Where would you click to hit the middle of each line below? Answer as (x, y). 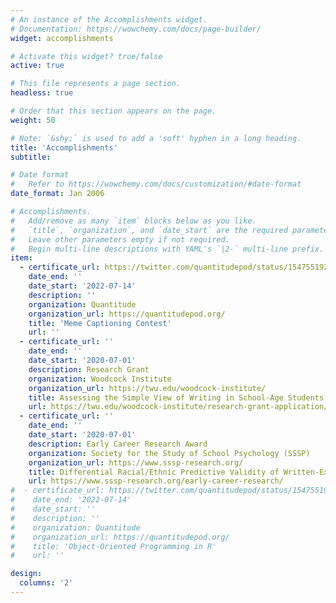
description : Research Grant (89, 369)
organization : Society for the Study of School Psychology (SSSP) (169, 453)
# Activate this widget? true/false (86, 56)
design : (26, 574)
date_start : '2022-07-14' (82, 286)
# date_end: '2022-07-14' (71, 500)
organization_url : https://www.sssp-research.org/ (136, 462)
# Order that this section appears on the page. (113, 111)
